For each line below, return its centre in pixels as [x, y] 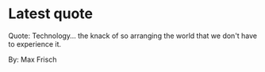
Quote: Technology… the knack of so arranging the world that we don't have [133, 36]
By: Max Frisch [33, 59]
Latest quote [51, 14]
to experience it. [35, 44]
